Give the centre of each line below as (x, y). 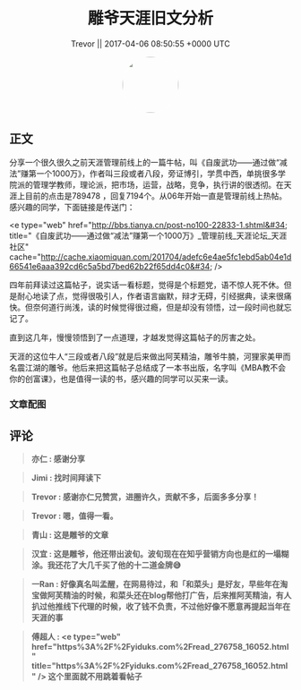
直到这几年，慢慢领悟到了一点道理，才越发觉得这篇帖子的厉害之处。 (135, 337)
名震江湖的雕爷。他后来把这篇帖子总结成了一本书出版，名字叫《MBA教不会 (148, 367)
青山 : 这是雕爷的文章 (70, 535)
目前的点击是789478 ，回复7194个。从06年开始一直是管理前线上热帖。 (156, 196)
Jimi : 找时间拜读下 (66, 478)
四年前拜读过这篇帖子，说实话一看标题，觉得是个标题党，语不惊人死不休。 (146, 285)
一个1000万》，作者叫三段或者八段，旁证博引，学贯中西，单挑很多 (157, 173)
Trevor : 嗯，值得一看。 (74, 516)
